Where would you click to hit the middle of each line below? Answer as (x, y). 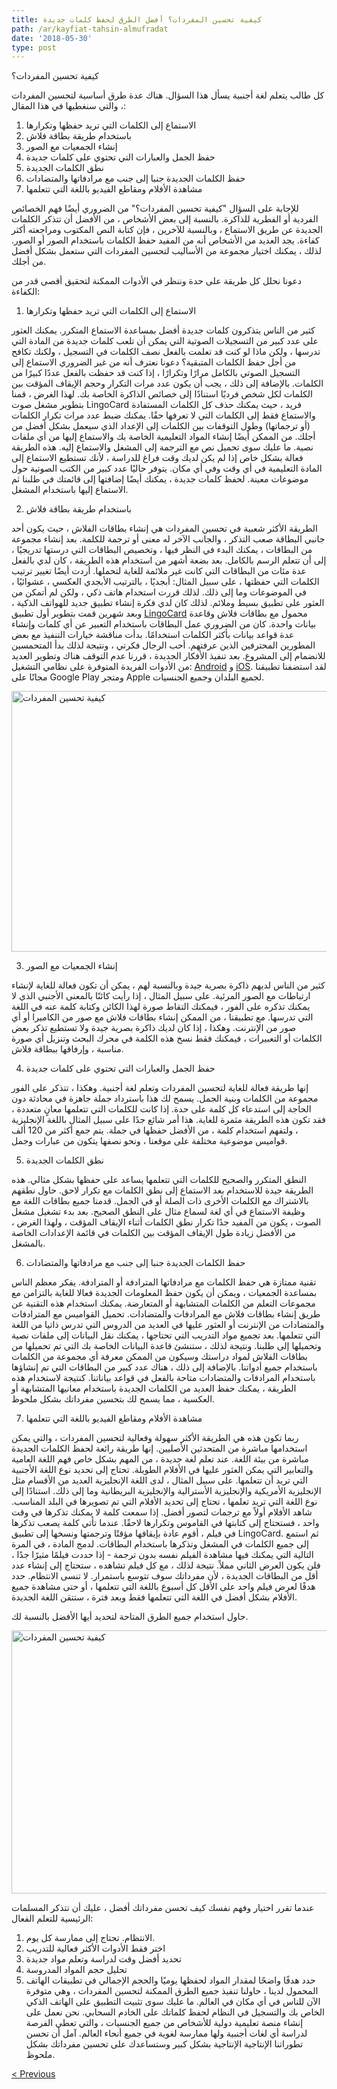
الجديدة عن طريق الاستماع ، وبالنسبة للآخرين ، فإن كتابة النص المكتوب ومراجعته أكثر (167, 230)
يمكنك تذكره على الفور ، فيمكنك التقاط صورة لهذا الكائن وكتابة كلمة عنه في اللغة (161, 1007)
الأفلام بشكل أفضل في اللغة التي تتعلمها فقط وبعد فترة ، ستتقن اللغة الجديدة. (154, 1597)
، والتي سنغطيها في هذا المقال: (68, 106)
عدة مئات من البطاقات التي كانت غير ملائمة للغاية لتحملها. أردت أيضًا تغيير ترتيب (159, 571)
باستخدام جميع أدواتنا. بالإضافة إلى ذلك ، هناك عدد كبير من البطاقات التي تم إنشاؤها (164, 1367)
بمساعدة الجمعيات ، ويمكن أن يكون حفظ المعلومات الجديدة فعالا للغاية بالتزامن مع (164, 1293)
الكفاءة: (26, 292)
